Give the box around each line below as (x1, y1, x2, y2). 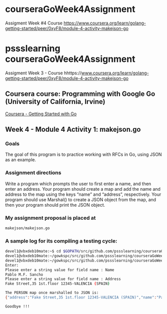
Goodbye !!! (5, 304, 30, 309)
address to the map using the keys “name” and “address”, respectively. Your (5, 191, 162, 197)
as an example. (5, 157, 36, 163)
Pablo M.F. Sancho (5, 272, 43, 277)
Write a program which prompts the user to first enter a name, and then (5, 181, 152, 187)
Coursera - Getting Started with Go (5, 111, 77, 117)
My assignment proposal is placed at (5, 214, 96, 221)
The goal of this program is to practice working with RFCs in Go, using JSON (5, 151, 162, 158)
